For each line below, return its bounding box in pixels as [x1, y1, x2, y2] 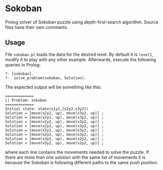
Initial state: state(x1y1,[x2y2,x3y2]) [5, 106, 89, 111]
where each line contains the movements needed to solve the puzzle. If [5, 149, 149, 155]
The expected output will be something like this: [5, 84, 102, 90]
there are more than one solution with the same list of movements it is [5, 154, 146, 160]
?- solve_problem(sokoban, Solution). [5, 75, 87, 81]
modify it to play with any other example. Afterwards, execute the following [5, 57, 156, 63]
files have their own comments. [5, 24, 69, 30]
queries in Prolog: [5, 62, 41, 67]
